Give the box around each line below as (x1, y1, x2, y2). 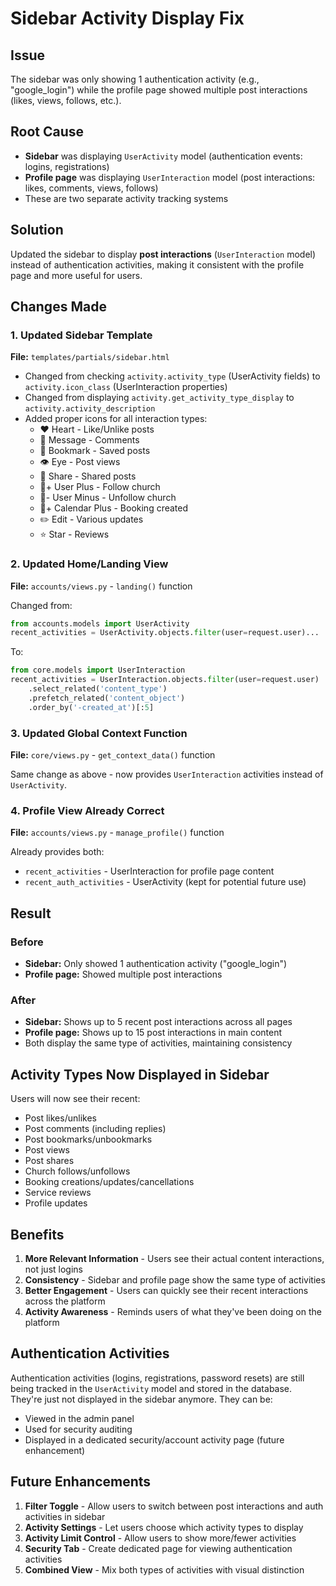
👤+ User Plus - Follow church (39, 481, 161, 493)
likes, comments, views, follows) (24, 182, 159, 194)
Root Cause (10, 123, 85, 141)
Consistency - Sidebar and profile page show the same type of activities (24, 1273, 326, 1286)
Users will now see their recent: (10, 1093, 141, 1105)
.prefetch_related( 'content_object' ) (28, 693, 186, 703)
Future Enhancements (10, 1473, 152, 1491)
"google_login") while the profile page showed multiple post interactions (10, 84, 308, 96)
